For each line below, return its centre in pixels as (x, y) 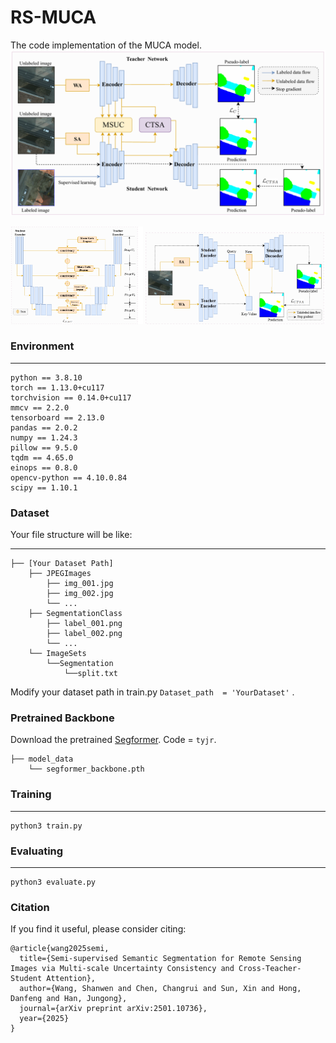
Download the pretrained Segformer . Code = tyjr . (113, 740)
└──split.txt (90, 674)
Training (31, 794)
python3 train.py (46, 826)
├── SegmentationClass (75, 614)
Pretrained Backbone (62, 718)
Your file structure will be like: (71, 535)
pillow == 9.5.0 (44, 447)
